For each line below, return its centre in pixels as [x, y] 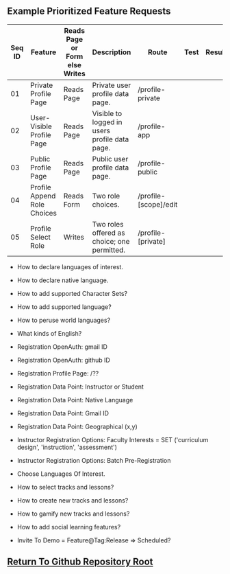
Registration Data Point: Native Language [75, 400]
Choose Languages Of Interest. [61, 474]
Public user [110, 159]
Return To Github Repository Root [80, 562]
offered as [108, 233]
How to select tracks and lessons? [65, 487]
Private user [112, 85]
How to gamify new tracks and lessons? [73, 514]
